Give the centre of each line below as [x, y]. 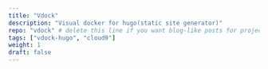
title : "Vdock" [33, 15]
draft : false [30, 52]
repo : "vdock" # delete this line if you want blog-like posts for [123, 30]
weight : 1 [25, 45]
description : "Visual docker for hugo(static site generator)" [116, 23]
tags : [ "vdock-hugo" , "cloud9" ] [62, 38]
